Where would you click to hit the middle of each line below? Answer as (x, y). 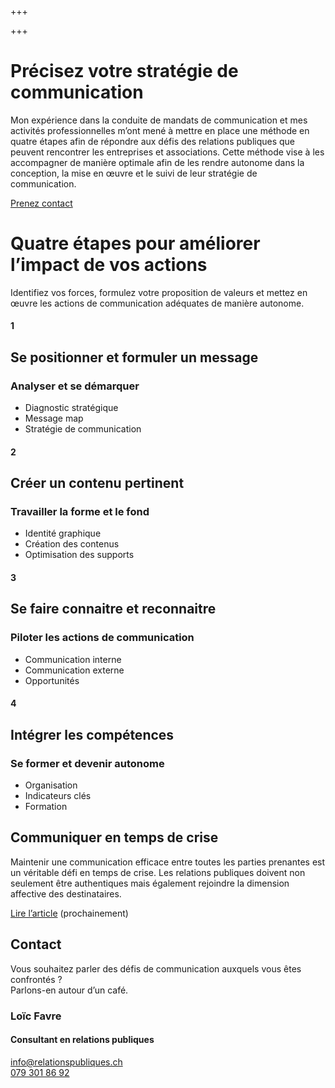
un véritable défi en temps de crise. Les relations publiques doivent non (158, 872)
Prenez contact (41, 203)
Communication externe (74, 670)
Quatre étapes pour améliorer (135, 243)
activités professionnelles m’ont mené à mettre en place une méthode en (160, 130)
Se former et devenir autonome (87, 763)
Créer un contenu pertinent (97, 483)
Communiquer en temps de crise (114, 837)
